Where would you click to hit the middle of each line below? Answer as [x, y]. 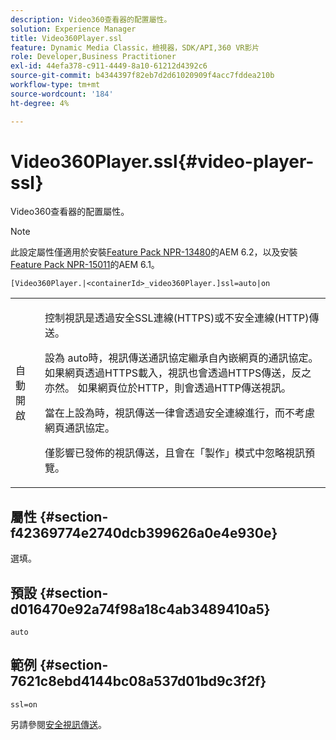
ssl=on [24, 704]
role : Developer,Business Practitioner [93, 57]
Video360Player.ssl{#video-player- [162, 161]
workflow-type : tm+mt [55, 85]
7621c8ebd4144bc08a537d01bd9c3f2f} [138, 681]
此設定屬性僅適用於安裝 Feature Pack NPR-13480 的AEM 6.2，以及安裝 [154, 252]
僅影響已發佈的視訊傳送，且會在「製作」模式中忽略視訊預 [180, 453]
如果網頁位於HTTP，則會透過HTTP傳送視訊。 [184, 388]
